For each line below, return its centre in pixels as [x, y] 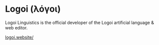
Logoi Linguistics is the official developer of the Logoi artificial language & [79, 22]
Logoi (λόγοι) [33, 9]
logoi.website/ [19, 37]
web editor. [16, 27]
